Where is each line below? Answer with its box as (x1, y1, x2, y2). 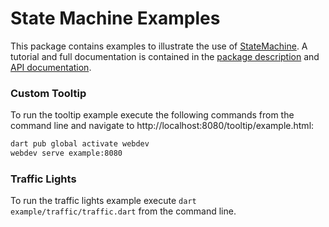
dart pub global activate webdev (10, 139, 150, 149)
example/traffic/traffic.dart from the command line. (10, 205, 237, 217)
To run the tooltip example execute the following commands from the (10, 109, 295, 121)
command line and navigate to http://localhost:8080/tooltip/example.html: (10, 120, 315, 132)
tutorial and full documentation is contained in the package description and (10, 50, 320, 62)
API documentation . (10, 61, 92, 73)
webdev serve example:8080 (10, 148, 123, 159)
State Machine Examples (10, 7, 221, 30)
